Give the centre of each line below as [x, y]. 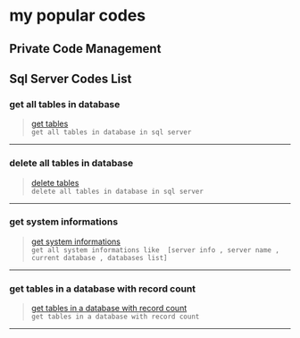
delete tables [55, 182]
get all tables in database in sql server [111, 132]
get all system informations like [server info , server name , [155, 250]
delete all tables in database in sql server [117, 191]
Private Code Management [85, 49]
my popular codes [78, 16]
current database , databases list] [99, 258]
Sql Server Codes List [71, 78]
